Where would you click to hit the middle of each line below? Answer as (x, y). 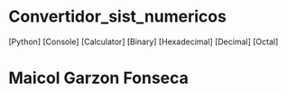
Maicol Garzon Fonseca (98, 78)
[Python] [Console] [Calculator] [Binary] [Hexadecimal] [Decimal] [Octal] (143, 42)
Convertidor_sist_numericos (118, 17)
